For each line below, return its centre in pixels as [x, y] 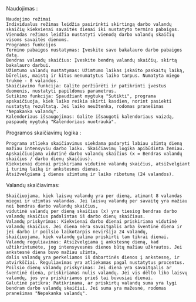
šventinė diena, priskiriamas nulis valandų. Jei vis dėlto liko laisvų [97, 273]
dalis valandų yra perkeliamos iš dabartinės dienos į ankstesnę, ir [93, 257]
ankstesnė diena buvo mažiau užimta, [52, 252]
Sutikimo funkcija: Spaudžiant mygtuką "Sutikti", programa [81, 96]
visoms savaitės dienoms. [38, 40]
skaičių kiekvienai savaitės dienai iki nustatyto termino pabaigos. [93, 29]
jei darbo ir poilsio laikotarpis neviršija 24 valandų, [77, 232]
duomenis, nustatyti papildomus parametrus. [61, 91]
